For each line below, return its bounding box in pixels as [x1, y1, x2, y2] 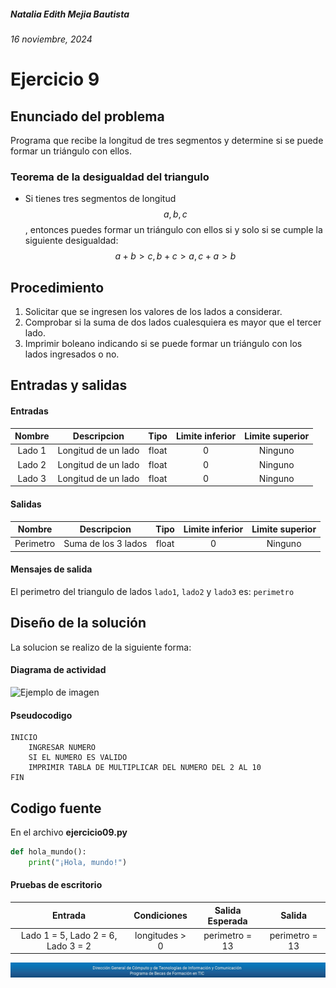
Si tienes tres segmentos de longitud [24, 193, 177, 205]
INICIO [10, 733, 38, 743]
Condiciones [133, 910, 188, 922]
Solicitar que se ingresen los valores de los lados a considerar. [24, 306, 283, 318]
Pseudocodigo [10, 709, 73, 721]
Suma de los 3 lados [63, 538, 148, 550]
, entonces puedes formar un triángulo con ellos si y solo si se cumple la [24, 224, 323, 236]
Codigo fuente [10, 800, 102, 817]
